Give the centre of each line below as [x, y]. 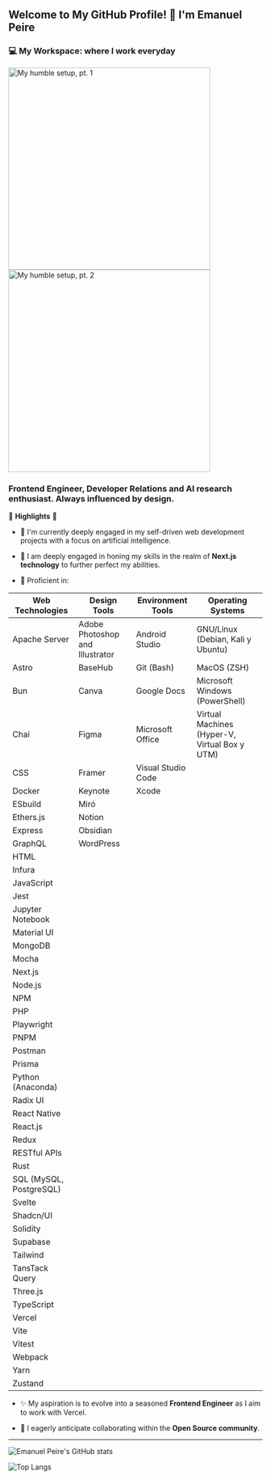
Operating [227, 600]
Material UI [33, 932]
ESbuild [27, 804]
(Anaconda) [35, 1087]
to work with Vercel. [53, 1412]
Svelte [24, 1202]
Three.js [28, 1291]
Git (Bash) [155, 667]
